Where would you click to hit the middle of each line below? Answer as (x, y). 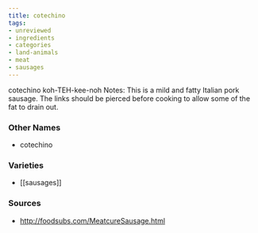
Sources (25, 204)
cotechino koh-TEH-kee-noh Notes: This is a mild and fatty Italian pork (124, 90)
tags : (17, 23)
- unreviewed (30, 30)
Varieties (26, 165)
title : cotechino (37, 16)
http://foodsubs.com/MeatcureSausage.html (92, 220)
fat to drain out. (33, 107)
